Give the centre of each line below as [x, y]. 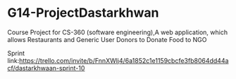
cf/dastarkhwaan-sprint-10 [46, 68]
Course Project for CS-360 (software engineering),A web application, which [117, 32]
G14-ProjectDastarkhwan [83, 13]
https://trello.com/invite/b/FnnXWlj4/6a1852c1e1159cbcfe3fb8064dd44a [124, 60]
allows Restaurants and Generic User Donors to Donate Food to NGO [107, 39]
